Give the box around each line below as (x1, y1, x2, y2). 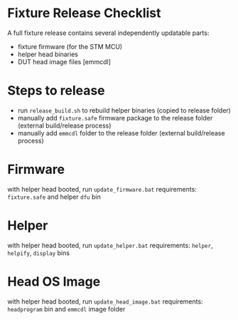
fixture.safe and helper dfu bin (7, 192, 101, 201)
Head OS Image (7, 273, 101, 289)
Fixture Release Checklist (7, 5, 161, 21)
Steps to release (7, 83, 105, 99)
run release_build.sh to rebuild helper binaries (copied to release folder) (17, 105, 231, 115)
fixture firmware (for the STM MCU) (17, 42, 123, 51)
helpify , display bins (7, 248, 70, 257)
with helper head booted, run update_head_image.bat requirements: (7, 297, 204, 306)
